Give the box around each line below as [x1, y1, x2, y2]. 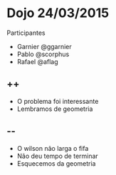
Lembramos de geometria [16, 105, 93, 113]
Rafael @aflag [16, 57, 58, 65]
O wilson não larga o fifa [16, 144, 89, 152]
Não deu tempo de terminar [16, 152, 99, 160]
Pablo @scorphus [16, 50, 70, 58]
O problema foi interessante [16, 97, 99, 105]
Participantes [6, 28, 46, 37]
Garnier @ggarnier [16, 42, 72, 51]
